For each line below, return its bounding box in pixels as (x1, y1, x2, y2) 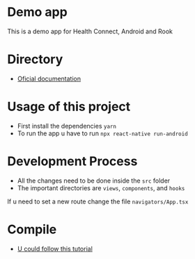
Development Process (7, 153, 138, 169)
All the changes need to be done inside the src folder (17, 176, 171, 185)
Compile (7, 222, 57, 237)
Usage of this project (7, 99, 131, 115)
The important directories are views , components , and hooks (17, 183, 185, 192)
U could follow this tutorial (17, 244, 93, 253)
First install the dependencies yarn (17, 122, 117, 130)
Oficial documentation (17, 74, 81, 83)
